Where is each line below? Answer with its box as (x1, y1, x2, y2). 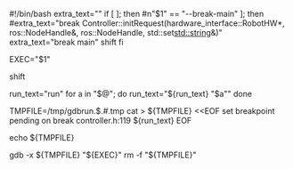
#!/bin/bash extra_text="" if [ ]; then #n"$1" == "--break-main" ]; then (9, 9, 265, 19)
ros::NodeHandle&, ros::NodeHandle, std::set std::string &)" (9, 28, 223, 37)
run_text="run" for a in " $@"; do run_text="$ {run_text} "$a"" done (9, 89, 252, 99)
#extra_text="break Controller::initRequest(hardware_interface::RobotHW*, (9, 18, 285, 28)
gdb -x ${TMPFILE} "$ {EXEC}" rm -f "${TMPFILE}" (9, 149, 197, 160)
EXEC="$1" (9, 54, 51, 64)
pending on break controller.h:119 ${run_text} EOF (9, 116, 192, 125)
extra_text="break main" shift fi (9, 36, 124, 47)
